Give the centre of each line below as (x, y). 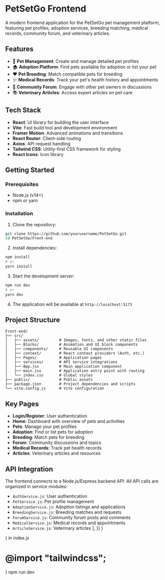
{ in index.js (17, 538)
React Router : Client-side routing (47, 138)
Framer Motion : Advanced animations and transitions (68, 133)
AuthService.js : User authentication (50, 496)
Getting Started (30, 170)
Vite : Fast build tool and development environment (65, 127)
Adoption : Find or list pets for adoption (53, 432)
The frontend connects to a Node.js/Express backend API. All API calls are (82, 481)
